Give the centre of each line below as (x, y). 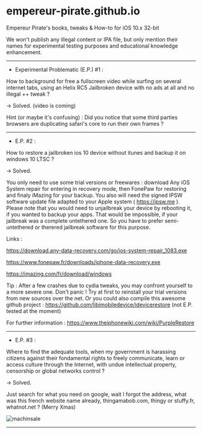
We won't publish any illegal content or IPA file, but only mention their (92, 39)
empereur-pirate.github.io (73, 11)
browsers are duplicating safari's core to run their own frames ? (85, 123)
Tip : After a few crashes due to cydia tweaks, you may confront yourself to (99, 285)
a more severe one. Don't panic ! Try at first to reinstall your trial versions (97, 292)
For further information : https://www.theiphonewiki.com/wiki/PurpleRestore (100, 323)
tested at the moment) (34, 311)
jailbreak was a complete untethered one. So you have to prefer (85, 220)
